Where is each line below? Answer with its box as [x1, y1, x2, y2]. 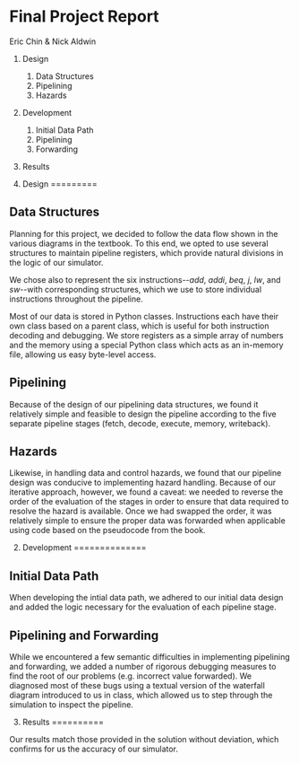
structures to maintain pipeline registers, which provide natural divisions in [9, 247, 284, 258]
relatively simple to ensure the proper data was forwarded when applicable [9, 515, 286, 526]
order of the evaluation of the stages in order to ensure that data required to [9, 496, 289, 507]
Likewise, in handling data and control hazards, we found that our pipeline [9, 468, 282, 478]
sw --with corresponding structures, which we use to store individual [9, 284, 262, 294]
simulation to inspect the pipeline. [9, 699, 134, 710]
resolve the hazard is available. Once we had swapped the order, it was [9, 505, 272, 517]
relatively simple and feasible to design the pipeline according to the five [9, 408, 277, 419]
